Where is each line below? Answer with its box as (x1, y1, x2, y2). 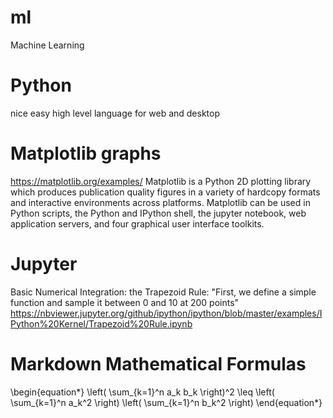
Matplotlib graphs (10, 142, 162, 165)
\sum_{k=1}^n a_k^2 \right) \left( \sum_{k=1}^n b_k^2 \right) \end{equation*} (10, 396, 323, 408)
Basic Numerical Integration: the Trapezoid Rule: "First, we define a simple (10, 286, 317, 298)
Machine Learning (10, 39, 85, 51)
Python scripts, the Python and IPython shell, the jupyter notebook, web (10, 207, 307, 219)
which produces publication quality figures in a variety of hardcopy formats (10, 186, 321, 198)
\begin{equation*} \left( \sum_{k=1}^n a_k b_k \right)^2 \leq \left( (10, 386, 275, 398)
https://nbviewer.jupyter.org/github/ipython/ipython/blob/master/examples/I (10, 307, 323, 319)
